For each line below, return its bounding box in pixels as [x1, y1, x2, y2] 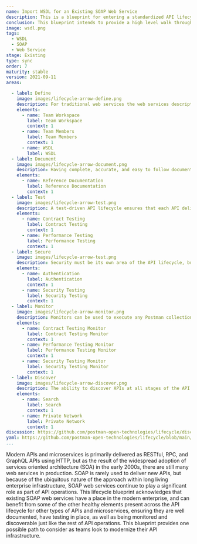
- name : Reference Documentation [21, 178, 104, 184]
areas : [6, 80, 22, 86]
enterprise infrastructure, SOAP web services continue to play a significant [6, 482, 187, 489]
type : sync [6, 58, 33, 64]
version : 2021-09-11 [6, 74, 57, 80]
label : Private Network [27, 418, 85, 424]
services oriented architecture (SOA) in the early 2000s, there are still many [6, 463, 189, 470]
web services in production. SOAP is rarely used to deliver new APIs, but [6, 470, 182, 476]
